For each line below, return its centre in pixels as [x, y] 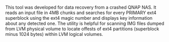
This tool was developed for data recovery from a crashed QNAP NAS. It [81, 7]
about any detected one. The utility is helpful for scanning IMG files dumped [85, 23]
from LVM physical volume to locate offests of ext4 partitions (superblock [82, 29]
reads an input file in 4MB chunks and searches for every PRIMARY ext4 [81, 13]
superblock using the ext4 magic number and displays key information [79, 18]
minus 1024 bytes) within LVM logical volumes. [54, 34]
